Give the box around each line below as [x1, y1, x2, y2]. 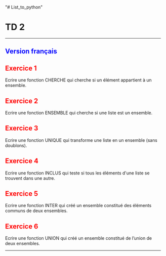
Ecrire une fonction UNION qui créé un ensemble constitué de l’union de [5, 235, 152, 241]
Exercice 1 [5, 64, 37, 72]
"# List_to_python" [5, 4, 43, 10]
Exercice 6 [5, 222, 39, 230]
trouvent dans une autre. [5, 175, 55, 181]
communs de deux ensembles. [5, 208, 68, 214]
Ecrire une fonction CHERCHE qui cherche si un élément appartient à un [5, 77, 152, 83]
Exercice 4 [5, 157, 39, 165]
